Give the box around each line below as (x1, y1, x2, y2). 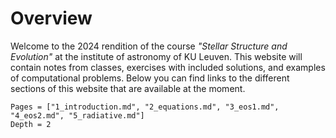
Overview (10, 7, 93, 30)
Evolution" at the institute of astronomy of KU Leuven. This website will (10, 50, 303, 62)
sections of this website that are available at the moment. (10, 82, 246, 94)
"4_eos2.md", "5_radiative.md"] (10, 110, 145, 121)
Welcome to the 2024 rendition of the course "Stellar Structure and (10, 40, 288, 52)
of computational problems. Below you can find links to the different (10, 72, 290, 84)
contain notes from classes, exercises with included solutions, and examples (10, 61, 326, 73)
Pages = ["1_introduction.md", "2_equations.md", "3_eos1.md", (10, 102, 280, 112)
